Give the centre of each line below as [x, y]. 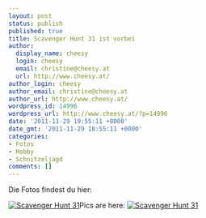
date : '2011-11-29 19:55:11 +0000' [68, 122]
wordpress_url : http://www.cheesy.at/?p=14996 [88, 114]
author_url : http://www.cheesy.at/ [68, 99]
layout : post [30, 16]
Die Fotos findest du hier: [50, 190]
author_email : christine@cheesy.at [68, 91]
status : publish [36, 24]
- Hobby [21, 152]
